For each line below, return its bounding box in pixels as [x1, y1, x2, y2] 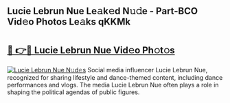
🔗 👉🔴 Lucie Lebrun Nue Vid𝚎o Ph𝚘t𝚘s [7, 44, 175, 56]
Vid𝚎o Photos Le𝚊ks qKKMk [7, 16, 131, 28]
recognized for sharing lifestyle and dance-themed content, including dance [7, 74, 223, 81]
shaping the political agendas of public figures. [7, 88, 140, 96]
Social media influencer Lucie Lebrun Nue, [87, 66, 208, 74]
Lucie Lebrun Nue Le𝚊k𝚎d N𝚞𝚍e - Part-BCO [7, 5, 198, 17]
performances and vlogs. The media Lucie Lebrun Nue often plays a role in [7, 81, 219, 89]
